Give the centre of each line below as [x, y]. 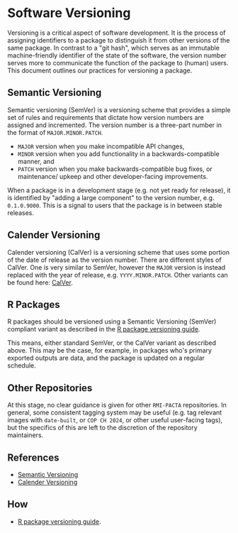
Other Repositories [50, 388]
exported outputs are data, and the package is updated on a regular [106, 358]
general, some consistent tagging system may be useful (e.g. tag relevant [115, 412]
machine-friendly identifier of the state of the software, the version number [117, 55]
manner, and [36, 161]
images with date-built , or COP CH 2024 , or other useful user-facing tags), [115, 420]
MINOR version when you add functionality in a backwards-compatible [118, 153]
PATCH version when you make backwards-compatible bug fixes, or [115, 169]
